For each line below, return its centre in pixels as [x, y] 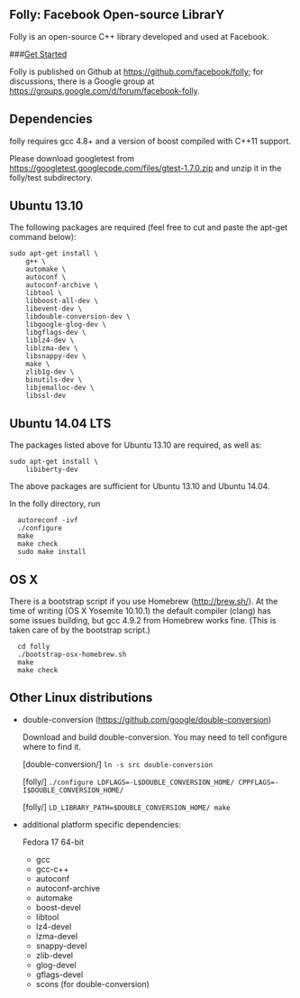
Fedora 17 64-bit [53, 842]
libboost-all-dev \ [62, 301]
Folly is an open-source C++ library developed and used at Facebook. [139, 36]
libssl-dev [46, 396]
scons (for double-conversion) [93, 984]
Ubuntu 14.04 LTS [60, 423]
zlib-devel [55, 955]
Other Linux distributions [81, 698]
